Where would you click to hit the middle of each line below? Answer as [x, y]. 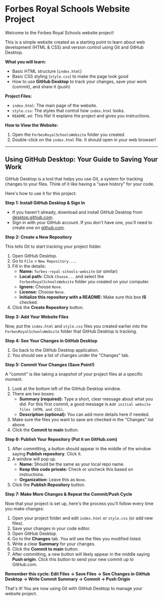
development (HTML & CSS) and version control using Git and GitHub [74, 47]
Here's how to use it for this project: [41, 193]
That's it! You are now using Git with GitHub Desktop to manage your [74, 588]
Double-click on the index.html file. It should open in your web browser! [84, 140]
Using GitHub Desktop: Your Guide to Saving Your [81, 159]
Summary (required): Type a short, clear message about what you [86, 399]
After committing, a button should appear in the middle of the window [81, 448]
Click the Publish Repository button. [49, 485]
